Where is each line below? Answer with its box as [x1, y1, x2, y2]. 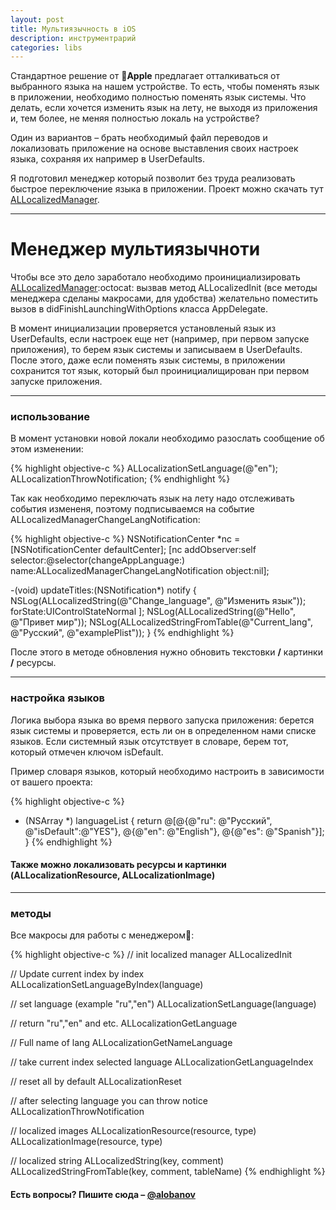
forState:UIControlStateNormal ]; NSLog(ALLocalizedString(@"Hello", [10, 606, 297, 618]
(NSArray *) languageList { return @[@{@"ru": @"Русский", [24, 814, 273, 826]
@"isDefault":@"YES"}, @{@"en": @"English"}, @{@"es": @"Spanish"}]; [24, 825, 325, 837]
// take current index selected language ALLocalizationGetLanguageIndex [10, 1056, 314, 1068]
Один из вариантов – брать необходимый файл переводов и [10, 132, 268, 144]
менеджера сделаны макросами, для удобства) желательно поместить [10, 292, 319, 305]
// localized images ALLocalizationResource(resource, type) [10, 1125, 257, 1137]
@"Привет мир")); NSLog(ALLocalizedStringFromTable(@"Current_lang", [10, 616, 313, 628]
